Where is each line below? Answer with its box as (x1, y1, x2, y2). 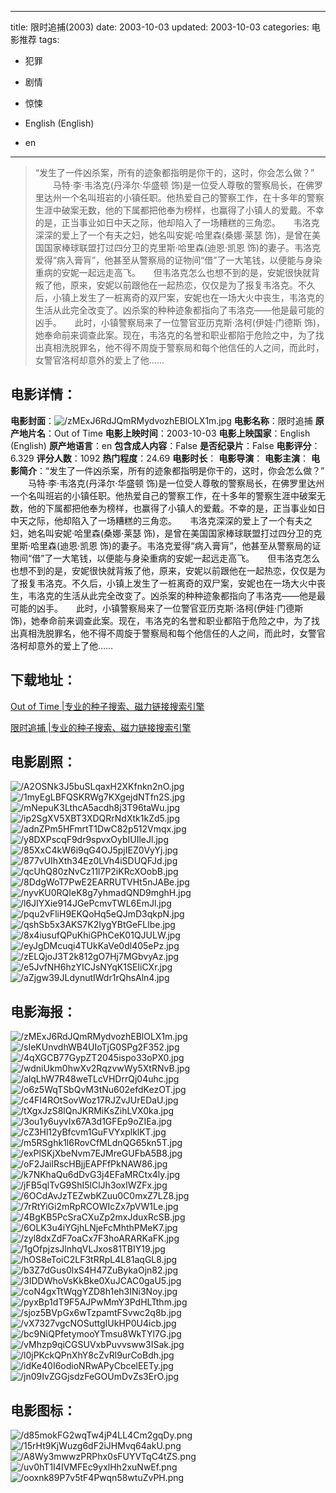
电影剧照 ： (10, 754, 77, 771)
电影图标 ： (10, 1402, 77, 1419)
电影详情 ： (10, 386, 77, 403)
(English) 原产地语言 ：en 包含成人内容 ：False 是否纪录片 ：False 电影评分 (10, 439, 312, 451)
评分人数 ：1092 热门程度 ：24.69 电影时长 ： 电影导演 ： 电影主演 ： (36, 452, 310, 464)
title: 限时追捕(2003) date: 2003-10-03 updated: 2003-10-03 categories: (10, 21, 310, 33)
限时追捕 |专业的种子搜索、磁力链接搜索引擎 (10, 721, 192, 733)
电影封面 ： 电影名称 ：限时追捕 (10, 414, 313, 426)
